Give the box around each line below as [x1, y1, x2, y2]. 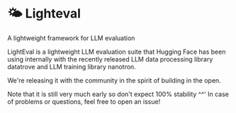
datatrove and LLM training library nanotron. [7, 62, 136, 71]
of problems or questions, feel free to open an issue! [7, 97, 161, 106]
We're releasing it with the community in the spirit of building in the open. [7, 76, 221, 85]
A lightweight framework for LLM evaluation [7, 33, 135, 42]
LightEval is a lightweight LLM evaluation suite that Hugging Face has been [7, 47, 226, 56]
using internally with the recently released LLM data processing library [7, 54, 213, 64]
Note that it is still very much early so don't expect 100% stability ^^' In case [7, 90, 229, 98]
